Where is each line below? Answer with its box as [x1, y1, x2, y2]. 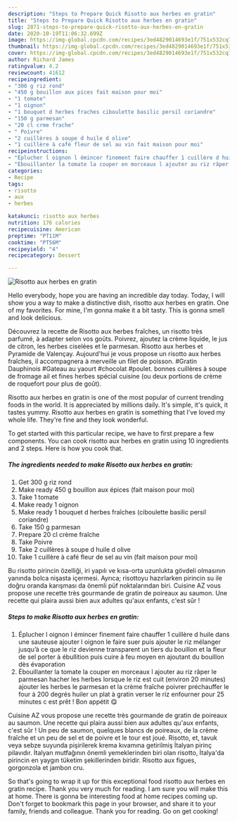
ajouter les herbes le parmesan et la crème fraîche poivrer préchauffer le [18, 683, 229, 691]
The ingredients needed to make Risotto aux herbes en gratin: [8, 460, 193, 469]
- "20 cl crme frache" [8, 121, 75, 129]
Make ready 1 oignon [18, 500, 79, 509]
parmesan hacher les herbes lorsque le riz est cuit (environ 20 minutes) [18, 675, 226, 683]
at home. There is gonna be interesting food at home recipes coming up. [8, 792, 218, 801]
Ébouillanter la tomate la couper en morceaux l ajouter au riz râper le [18, 668, 217, 676]
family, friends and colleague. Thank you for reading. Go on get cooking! [8, 807, 219, 816]
